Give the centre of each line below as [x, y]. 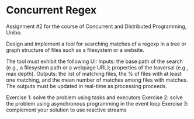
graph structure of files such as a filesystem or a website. [75, 50]
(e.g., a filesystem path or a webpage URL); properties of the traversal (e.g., [97, 67]
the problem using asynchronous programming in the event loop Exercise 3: [97, 103]
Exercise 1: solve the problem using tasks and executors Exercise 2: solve [94, 97]
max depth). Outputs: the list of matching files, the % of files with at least [94, 73]
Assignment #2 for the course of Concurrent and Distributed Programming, [96, 26]
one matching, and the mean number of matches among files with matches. [97, 80]
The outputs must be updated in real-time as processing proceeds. [87, 86]
